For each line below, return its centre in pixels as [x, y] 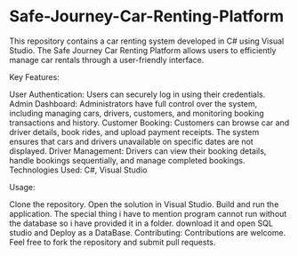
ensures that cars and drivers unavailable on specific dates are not [131, 141]
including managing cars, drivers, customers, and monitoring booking [137, 113]
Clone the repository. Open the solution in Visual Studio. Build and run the [144, 204]
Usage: [22, 187]
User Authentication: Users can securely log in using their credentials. [137, 94]
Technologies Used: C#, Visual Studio [78, 170]
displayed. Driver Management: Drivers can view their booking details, [138, 151]
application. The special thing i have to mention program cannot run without [148, 213]
